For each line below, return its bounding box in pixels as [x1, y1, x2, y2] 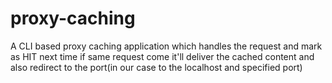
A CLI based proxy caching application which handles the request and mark [10, 40, 323, 52]
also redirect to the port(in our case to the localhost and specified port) [10, 61, 303, 73]
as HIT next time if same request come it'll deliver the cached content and [10, 50, 315, 62]
